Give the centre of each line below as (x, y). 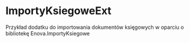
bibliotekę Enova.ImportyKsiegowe (47, 33)
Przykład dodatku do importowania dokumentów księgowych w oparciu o (95, 27)
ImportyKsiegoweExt (58, 11)
